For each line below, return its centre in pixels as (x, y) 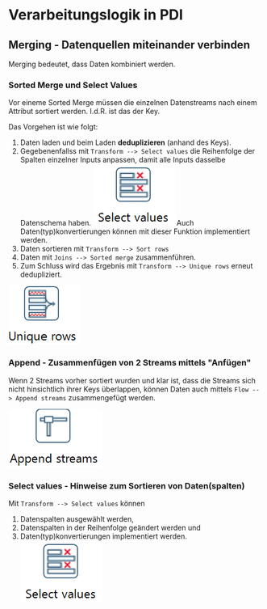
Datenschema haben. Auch (107, 223)
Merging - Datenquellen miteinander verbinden (129, 45)
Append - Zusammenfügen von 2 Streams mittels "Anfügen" (130, 363)
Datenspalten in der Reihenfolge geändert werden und (111, 527)
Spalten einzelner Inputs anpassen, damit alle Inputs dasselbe (123, 160)
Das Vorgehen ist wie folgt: (53, 127)
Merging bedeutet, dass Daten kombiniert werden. (92, 64)
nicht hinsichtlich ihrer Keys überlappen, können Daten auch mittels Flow (129, 389)
